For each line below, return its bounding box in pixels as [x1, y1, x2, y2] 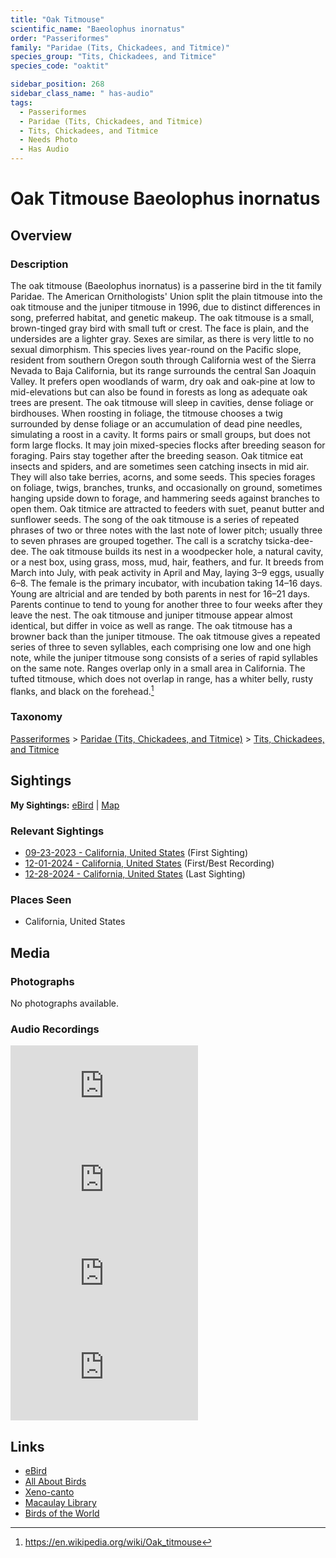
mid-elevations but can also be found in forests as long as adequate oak [10, 386, 308, 398]
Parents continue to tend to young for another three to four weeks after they [10, 598, 323, 610]
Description [10, 257, 69, 271]
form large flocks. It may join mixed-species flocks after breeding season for [10, 439, 326, 451]
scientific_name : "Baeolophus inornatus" [10, 24, 186, 34]
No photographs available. [10, 997, 119, 1009]
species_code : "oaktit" [10, 61, 110, 71]
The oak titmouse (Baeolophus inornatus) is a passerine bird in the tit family [10, 279, 322, 291]
